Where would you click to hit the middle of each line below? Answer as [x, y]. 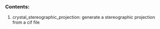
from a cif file [26, 22]
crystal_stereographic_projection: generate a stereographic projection [83, 17]
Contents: [17, 7]
